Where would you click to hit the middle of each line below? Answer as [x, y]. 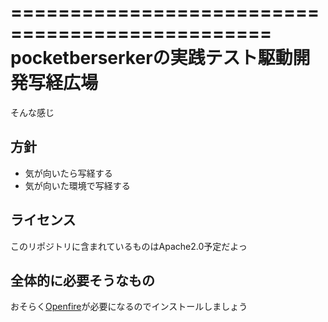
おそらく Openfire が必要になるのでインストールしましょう [129, 307]
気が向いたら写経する [68, 173]
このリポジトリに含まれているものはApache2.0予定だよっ [129, 246]
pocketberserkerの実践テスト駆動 [151, 58]
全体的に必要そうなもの [82, 280]
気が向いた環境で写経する [77, 185]
